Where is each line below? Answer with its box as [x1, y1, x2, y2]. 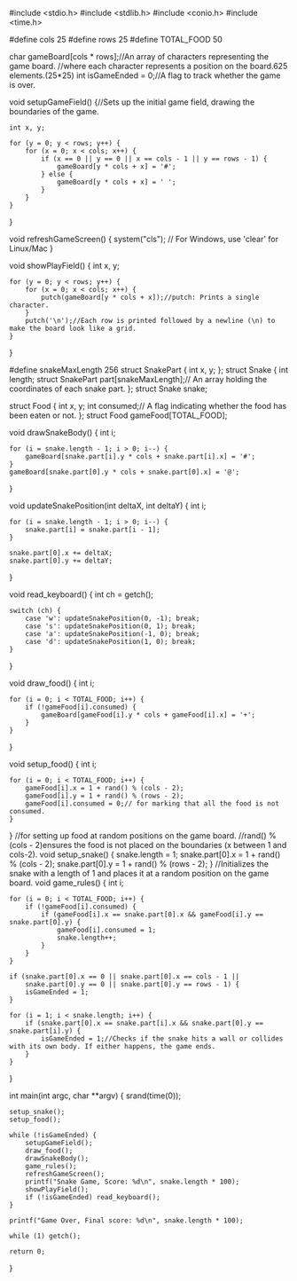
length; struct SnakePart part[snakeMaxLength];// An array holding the [9, 374, 268, 384]
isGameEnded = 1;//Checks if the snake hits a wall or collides [41, 1034, 284, 1043]
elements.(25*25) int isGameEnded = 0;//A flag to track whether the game [9, 70, 281, 81]
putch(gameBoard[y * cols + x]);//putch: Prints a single [41, 293, 260, 302]
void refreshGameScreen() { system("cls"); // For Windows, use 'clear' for [9, 234, 279, 244]
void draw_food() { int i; [9, 678, 95, 688]
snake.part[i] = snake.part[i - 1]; [25, 525, 161, 534]
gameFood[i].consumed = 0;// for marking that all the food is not [25, 799, 279, 808]
